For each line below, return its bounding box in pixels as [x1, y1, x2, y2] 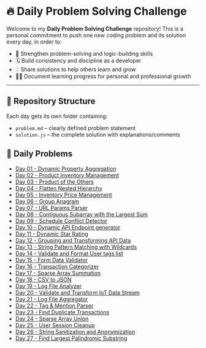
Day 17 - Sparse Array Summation [15, 269, 101, 277]
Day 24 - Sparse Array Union [15, 315, 89, 322]
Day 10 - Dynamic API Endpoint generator [15, 223, 121, 231]
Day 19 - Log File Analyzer [15, 282, 82, 290]
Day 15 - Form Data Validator [15, 256, 88, 263]
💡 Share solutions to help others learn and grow [15, 66, 136, 73]
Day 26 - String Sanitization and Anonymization [15, 328, 135, 335]
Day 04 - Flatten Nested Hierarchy [15, 184, 102, 191]
